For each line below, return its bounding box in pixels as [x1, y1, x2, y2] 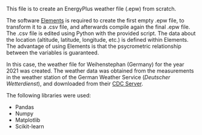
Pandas [15, 104, 35, 111]
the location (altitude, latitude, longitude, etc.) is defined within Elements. [6, 36, 189, 43]
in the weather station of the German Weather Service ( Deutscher [6, 74, 171, 81]
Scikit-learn [15, 123, 44, 130]
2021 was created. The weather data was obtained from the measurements [6, 67, 194, 74]
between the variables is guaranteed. [6, 49, 99, 56]
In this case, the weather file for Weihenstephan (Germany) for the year [6, 61, 184, 68]
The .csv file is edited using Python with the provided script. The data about [6, 30, 196, 37]
